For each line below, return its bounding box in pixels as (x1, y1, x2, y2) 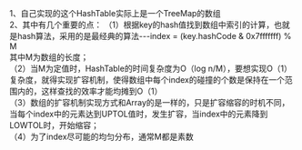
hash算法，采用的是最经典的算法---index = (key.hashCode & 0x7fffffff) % (16, 31, 292, 41)
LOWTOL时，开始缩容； (9, 120, 100, 130)
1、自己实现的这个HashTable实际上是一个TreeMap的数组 (9, 8, 221, 18)
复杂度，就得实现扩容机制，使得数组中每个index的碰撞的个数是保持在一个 (9, 75, 285, 85)
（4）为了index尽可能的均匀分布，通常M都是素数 (9, 131, 194, 142)
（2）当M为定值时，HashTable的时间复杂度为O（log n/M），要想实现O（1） (9, 63, 293, 74)
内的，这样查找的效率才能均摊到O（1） (16, 85, 163, 96)
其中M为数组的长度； (9, 52, 89, 62)
